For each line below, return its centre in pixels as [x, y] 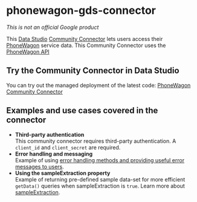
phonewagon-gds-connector [81, 11]
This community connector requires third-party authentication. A [95, 141]
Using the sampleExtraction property [63, 173]
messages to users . [40, 166]
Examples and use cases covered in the [82, 111]
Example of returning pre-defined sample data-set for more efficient [100, 179]
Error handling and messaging [54, 154]
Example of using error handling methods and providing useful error [100, 160]
